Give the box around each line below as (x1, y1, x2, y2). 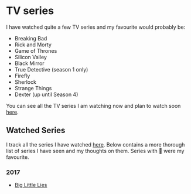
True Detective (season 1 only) (14, 66, 88, 73)
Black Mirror (14, 60, 45, 67)
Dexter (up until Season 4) (14, 91, 79, 98)
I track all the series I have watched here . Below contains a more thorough (6, 141, 185, 148)
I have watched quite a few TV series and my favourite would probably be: (6, 23, 186, 30)
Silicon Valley (14, 53, 47, 60)
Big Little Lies (14, 182, 47, 189)
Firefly (14, 72, 30, 79)
